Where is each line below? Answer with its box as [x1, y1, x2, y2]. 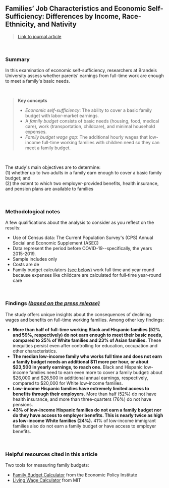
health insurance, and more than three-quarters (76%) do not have [12, 396, 151, 402]
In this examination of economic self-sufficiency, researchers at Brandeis [5, 68, 157, 74]
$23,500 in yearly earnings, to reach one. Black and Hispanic [12, 364, 143, 370]
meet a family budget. [25, 145, 71, 151]
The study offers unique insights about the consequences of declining [5, 311, 151, 317]
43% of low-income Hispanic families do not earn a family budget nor [12, 407, 162, 413]
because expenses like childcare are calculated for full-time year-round [12, 272, 161, 278]
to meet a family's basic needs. [5, 78, 70, 84]
